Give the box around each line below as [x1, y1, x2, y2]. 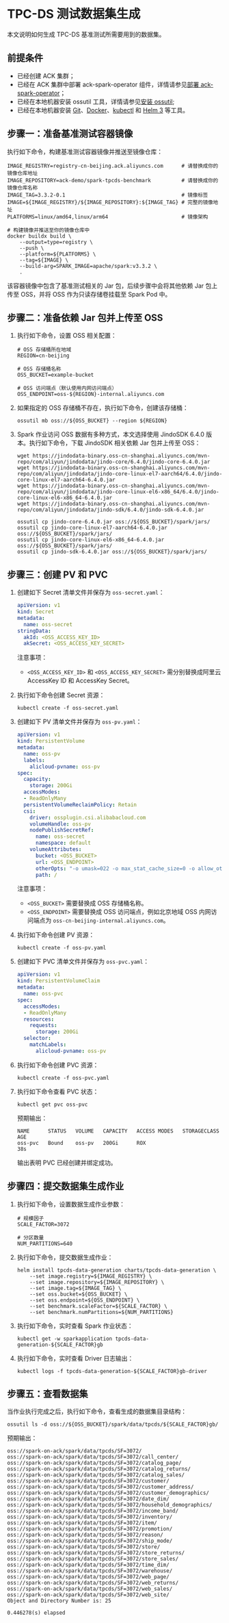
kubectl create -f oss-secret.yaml [16, 705, 119, 712]
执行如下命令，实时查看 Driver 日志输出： [16, 1354, 134, 1362]
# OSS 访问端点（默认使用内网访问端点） [16, 385, 118, 392]
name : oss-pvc [23, 991, 64, 998]
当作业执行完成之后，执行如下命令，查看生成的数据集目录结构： [7, 1407, 187, 1415]
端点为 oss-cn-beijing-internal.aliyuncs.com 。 [33, 916, 170, 925]
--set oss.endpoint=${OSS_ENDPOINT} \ [29, 1296, 140, 1304]
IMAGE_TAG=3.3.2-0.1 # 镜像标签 [7, 191, 208, 199]
